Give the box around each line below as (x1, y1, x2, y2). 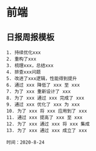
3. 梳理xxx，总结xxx (6, 62, 53, 68)
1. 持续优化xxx (6, 50, 41, 56)
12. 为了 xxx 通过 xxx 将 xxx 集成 (6, 121, 90, 127)
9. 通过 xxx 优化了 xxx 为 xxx (6, 101, 80, 108)
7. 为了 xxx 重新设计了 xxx (6, 89, 71, 95)
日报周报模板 (6, 32, 55, 42)
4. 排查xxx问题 (6, 69, 41, 75)
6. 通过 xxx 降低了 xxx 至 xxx (6, 82, 80, 88)
